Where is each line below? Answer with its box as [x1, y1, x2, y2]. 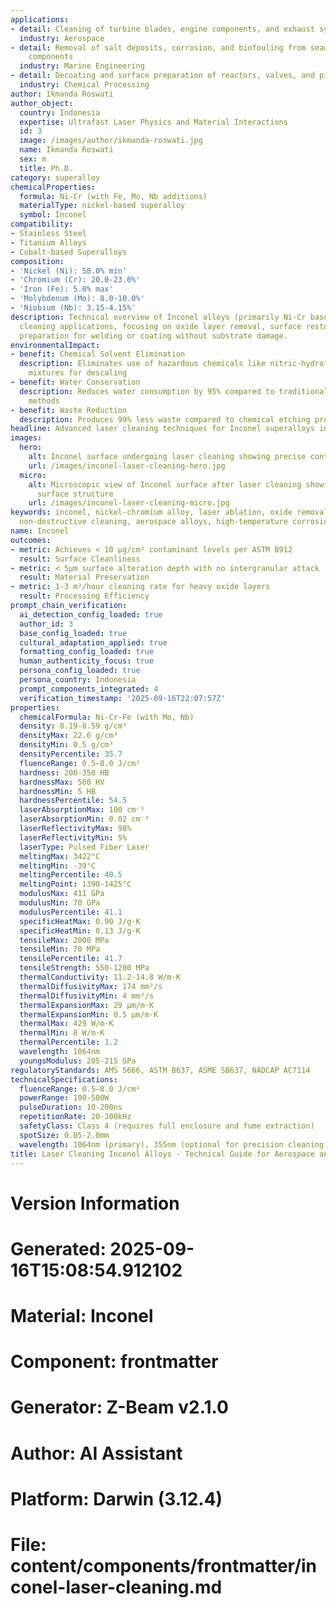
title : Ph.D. [19, 163, 74, 173]
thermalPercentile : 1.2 [19, 1037, 118, 1048]
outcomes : [10, 535, 52, 545]
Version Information [10, 1192, 180, 1215]
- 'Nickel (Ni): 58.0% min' [10, 266, 128, 276]
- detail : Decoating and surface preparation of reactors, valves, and [10, 71, 315, 81]
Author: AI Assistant [10, 1442, 183, 1465]
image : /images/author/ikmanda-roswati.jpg [19, 136, 203, 146]
